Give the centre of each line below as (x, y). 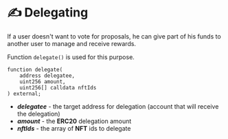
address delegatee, (47, 76)
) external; (24, 94)
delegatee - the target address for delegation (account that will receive (118, 106)
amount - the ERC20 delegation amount (74, 121)
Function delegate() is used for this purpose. (71, 57)
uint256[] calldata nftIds (58, 87)
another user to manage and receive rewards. (71, 43)
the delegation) (38, 114)
